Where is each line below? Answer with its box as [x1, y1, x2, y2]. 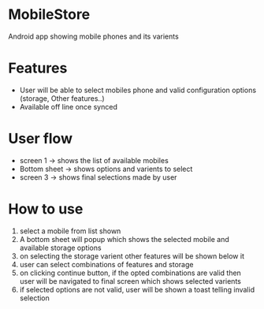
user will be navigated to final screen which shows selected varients [19, 276, 242, 285]
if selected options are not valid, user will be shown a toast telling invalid [19, 285, 255, 294]
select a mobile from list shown [19, 226, 121, 236]
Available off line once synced [19, 102, 118, 111]
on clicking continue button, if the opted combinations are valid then [19, 268, 242, 277]
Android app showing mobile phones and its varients [8, 32, 179, 41]
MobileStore [8, 6, 91, 24]
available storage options [19, 243, 102, 252]
